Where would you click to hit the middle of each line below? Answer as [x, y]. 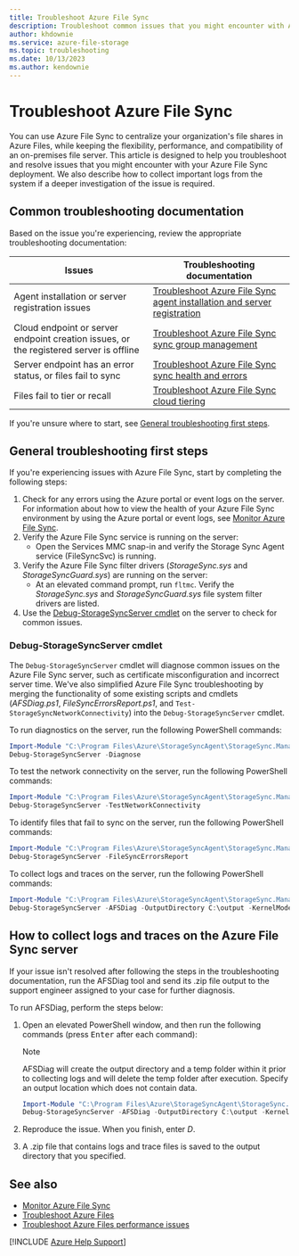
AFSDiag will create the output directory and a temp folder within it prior [154, 1069]
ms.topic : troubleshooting [59, 51]
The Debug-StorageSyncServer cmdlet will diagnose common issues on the [145, 665]
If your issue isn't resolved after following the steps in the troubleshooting [144, 971]
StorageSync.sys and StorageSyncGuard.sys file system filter [149, 594]
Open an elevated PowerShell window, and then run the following [141, 1025]
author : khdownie [41, 34]
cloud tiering [179, 401]
